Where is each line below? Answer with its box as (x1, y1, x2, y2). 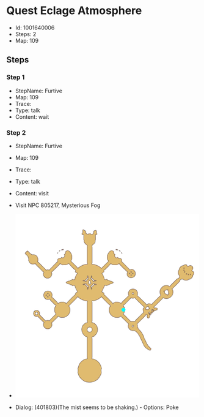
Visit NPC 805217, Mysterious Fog (15, 201, 101, 209)
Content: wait (15, 113, 49, 120)
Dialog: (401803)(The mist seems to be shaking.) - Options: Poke (15, 404, 179, 411)
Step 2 (6, 128, 26, 137)
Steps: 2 (15, 30, 37, 37)
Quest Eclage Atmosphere (6, 4, 142, 18)
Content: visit (15, 189, 49, 197)
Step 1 (6, 73, 25, 81)
